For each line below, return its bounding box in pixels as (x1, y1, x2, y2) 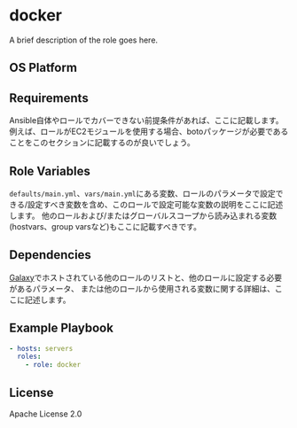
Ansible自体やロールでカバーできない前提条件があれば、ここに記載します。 (9, 115, 284, 126)
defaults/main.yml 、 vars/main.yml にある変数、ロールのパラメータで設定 (9, 188, 277, 198)
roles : (17, 352, 42, 362)
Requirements (9, 90, 89, 105)
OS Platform (9, 60, 78, 75)
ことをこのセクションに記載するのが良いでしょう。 (9, 137, 195, 148)
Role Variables (9, 163, 90, 178)
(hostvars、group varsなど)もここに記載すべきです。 (9, 221, 202, 231)
